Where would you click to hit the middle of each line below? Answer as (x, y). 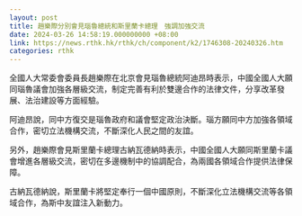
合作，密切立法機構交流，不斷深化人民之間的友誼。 (104, 130)
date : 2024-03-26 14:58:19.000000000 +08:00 (94, 34)
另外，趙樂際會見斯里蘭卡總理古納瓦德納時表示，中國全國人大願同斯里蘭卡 (147, 150)
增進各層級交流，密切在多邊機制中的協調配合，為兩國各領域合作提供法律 (151, 161)
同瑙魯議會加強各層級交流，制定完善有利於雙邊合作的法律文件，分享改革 (143, 89)
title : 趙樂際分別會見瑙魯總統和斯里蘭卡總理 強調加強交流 (107, 26)
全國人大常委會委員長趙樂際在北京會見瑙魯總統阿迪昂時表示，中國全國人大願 (151, 78)
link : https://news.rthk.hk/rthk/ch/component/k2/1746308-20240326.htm (146, 43)
